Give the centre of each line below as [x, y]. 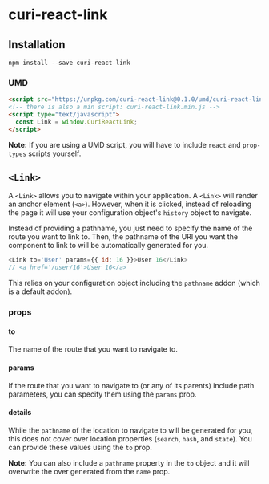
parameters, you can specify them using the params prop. [102, 394]
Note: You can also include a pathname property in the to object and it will [129, 462]
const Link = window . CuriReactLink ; [76, 122]
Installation [37, 45]
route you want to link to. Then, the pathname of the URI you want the [123, 237]
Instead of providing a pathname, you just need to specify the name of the [130, 228]
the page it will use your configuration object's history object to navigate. [130, 213]
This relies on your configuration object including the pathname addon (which [134, 283]
